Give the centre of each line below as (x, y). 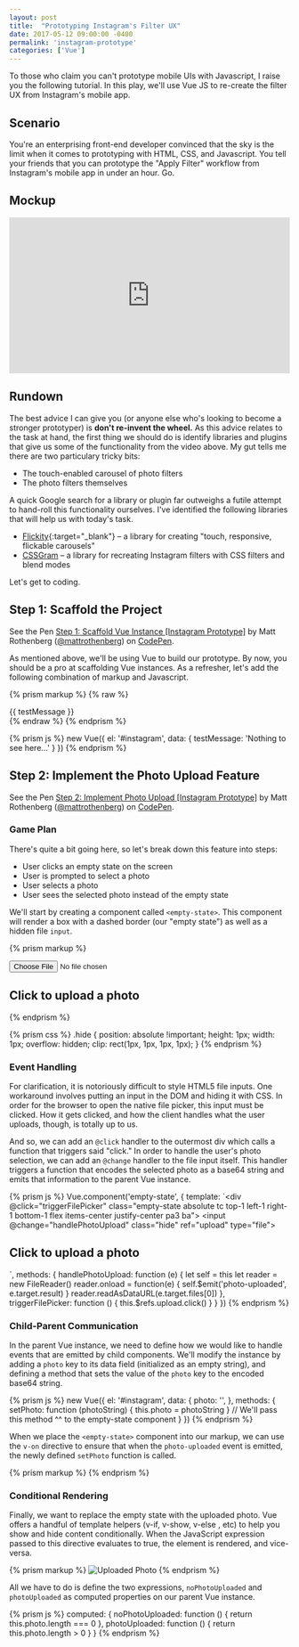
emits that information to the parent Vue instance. (100, 1179)
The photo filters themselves (75, 483)
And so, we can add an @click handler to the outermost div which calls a (142, 1141)
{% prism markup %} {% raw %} (69, 694)
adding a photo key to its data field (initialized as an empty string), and (137, 1365)
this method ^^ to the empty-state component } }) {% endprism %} (131, 1419)
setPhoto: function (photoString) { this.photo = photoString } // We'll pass (143, 1410)
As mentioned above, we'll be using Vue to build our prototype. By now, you (148, 658)
